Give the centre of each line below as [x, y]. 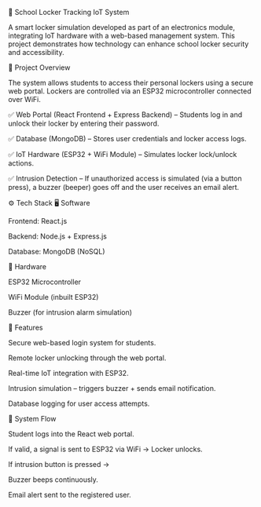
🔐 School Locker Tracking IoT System [69, 12]
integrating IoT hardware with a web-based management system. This [122, 36]
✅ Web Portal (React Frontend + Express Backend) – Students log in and [125, 115]
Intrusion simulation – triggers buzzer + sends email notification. [112, 388]
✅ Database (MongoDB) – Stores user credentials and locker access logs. [127, 139]
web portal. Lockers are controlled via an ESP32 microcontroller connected [130, 91]
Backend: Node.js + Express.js [58, 236]
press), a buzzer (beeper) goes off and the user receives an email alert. [124, 187]
